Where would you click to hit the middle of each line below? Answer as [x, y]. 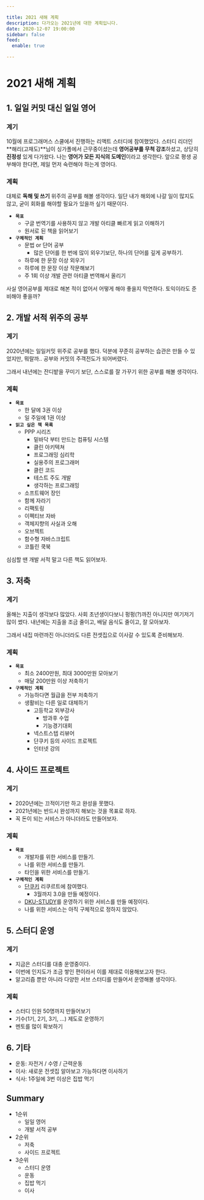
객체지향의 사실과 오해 [51, 523]
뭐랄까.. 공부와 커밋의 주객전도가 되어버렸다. [76, 358]
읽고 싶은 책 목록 [34, 425]
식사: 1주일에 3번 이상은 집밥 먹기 [55, 1079]
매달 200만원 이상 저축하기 [56, 681]
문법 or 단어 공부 [44, 245]
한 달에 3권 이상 [43, 410]
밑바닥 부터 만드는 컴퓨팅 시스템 [71, 440]
